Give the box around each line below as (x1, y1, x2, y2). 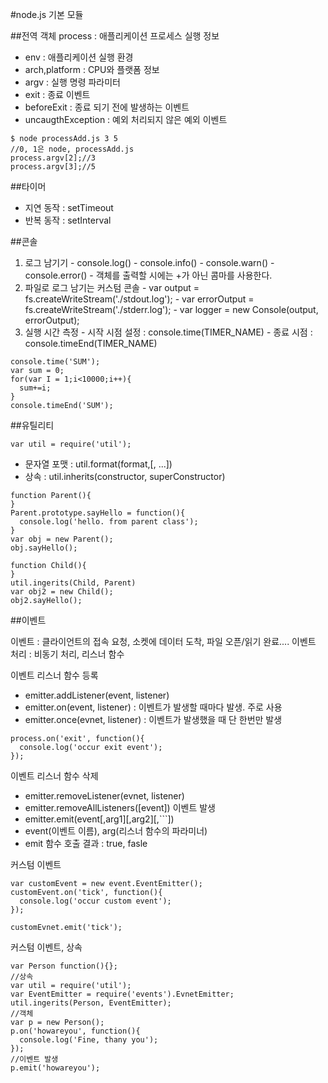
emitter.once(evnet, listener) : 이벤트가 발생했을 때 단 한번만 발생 (24, 714, 283, 725)
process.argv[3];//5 (10, 162, 97, 172)
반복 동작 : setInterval (24, 214, 112, 226)
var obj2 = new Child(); (10, 587, 114, 597)
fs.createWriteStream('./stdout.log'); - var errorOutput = (24, 293, 255, 305)
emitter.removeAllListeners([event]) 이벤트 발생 (24, 802, 216, 813)
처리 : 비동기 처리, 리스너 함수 (10, 648, 125, 660)
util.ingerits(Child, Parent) (10, 578, 137, 588)
